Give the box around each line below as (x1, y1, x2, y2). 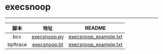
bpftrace (7, 41, 27, 48)
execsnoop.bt (32, 41, 64, 48)
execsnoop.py (31, 33, 64, 40)
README (84, 25, 106, 31)
